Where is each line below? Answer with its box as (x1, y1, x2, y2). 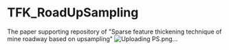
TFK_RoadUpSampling (7, 5, 139, 21)
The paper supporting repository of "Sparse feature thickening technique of (7, 27, 222, 36)
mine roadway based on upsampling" (7, 34, 113, 42)
